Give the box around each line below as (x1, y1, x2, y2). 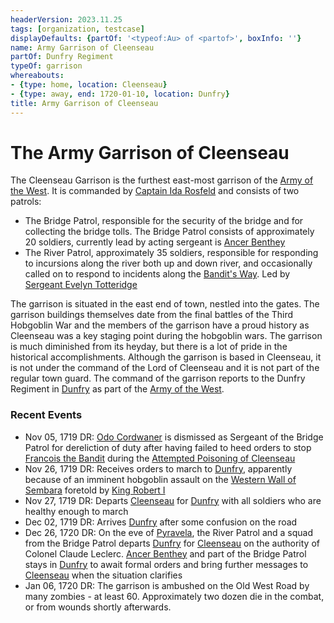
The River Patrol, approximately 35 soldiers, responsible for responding (24, 247, 319, 259)
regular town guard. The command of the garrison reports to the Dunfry (10, 372, 306, 385)
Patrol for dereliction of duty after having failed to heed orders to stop (24, 441, 312, 453)
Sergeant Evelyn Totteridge (24, 279, 138, 291)
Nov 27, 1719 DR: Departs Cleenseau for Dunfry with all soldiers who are (24, 494, 322, 506)
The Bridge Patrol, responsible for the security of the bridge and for (24, 215, 304, 227)
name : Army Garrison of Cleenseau (10, 42, 155, 53)
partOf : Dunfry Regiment (10, 52, 114, 62)
